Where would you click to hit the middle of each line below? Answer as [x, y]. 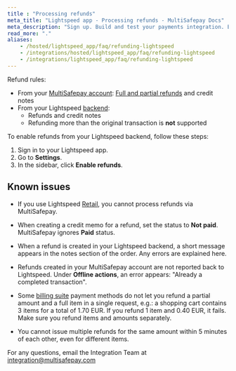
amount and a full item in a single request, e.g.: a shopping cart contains [122, 303]
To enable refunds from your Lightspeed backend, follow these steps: [108, 136]
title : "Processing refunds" [52, 14]
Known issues [39, 187]
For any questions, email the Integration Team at [77, 352]
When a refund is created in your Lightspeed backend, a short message [121, 245]
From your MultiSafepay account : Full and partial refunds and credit [115, 93]
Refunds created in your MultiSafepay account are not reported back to [121, 267]
